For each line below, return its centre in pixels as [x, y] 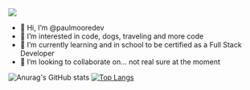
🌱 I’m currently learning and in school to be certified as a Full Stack [131, 45]
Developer [37, 53]
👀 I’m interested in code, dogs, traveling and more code [112, 36]
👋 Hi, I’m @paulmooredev [62, 28]
